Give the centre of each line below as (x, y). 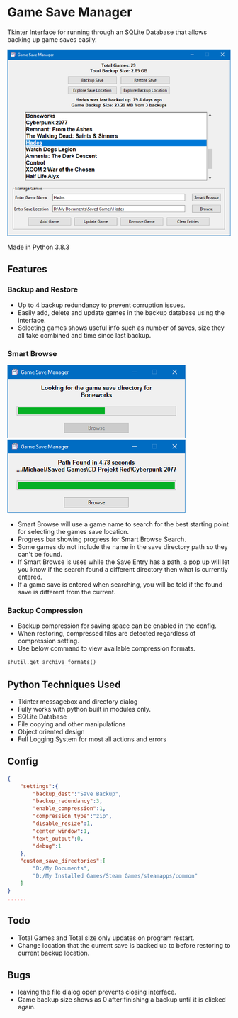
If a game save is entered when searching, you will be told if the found (120, 585)
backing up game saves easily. (52, 39)
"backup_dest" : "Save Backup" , (77, 794)
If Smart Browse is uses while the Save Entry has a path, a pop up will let (124, 562)
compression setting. (48, 641)
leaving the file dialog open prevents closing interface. (97, 992)
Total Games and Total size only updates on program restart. (106, 938)
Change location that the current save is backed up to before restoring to (124, 945)
